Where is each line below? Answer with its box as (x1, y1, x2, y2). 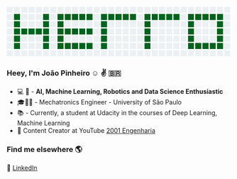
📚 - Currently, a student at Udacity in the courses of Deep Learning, (16, 109, 218, 117)
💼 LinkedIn (6, 163, 38, 172)
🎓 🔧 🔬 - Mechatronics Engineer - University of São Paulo (16, 98, 182, 107)
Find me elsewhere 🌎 (6, 145, 83, 155)
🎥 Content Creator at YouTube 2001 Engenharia (16, 126, 155, 135)
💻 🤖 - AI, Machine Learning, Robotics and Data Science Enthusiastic (16, 87, 224, 96)
